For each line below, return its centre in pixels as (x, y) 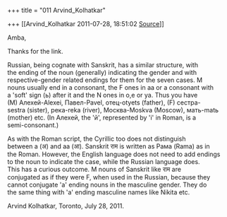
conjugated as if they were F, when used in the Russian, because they (109, 177)
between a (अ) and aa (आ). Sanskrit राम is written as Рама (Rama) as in (109, 146)
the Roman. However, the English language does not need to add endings (114, 154)
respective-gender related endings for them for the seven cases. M (105, 80)
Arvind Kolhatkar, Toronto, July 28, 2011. (66, 206)
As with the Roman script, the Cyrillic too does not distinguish (97, 139)
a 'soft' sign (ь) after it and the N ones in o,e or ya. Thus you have (103, 95)
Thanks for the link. (35, 51)
